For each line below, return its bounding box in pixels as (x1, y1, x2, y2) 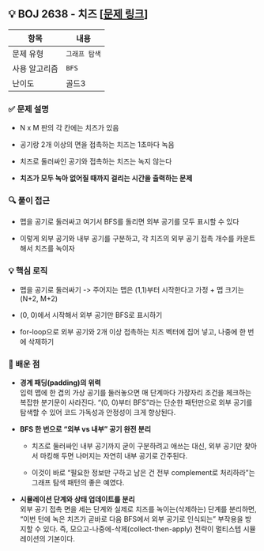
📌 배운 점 (8, 358, 40, 369)
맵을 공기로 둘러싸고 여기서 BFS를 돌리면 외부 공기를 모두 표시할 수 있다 (19, 217, 239, 227)
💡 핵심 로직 (8, 266, 48, 277)
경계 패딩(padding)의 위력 (19, 378, 101, 387)
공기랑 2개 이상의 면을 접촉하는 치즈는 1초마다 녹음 (19, 140, 175, 149)
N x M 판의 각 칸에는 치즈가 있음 (19, 123, 119, 133)
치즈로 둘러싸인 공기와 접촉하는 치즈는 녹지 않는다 (19, 157, 172, 166)
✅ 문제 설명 (8, 104, 49, 115)
